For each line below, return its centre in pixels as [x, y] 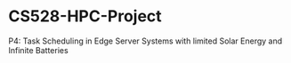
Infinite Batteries [38, 50]
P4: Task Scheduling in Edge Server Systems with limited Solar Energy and [145, 41]
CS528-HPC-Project [85, 16]
